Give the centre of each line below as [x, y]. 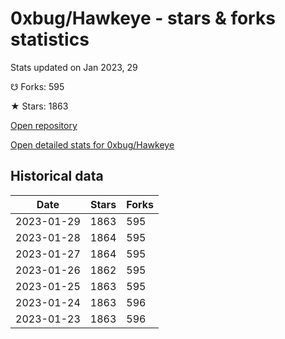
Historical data [57, 176]
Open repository [44, 125]
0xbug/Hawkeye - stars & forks [143, 18]
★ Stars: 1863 [39, 106]
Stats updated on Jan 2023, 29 [74, 67]
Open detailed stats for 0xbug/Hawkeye [92, 144]
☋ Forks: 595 [37, 86]
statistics [50, 39]
